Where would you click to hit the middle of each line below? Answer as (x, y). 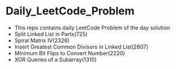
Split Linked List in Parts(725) (51, 34)
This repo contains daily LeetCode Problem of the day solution (92, 28)
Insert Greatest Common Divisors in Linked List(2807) (81, 47)
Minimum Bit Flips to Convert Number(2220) (70, 53)
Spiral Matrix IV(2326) (42, 40)
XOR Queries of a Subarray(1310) (56, 59)
